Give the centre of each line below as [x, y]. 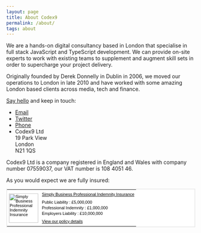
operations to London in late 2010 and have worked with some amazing [94, 83]
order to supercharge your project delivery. [59, 65]
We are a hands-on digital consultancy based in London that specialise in [97, 46]
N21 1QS [25, 151]
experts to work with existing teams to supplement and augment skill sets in [100, 58]
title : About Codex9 [32, 17]
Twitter [24, 119]
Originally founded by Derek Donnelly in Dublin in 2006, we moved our [93, 76]
